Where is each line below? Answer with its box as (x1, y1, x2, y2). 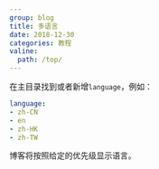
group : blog (9, 13, 54, 23)
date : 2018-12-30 (9, 30, 75, 39)
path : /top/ (17, 55, 63, 64)
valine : (9, 47, 39, 56)
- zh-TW (9, 133, 39, 142)
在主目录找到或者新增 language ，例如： (9, 81, 154, 91)
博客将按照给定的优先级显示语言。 (9, 150, 136, 161)
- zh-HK (9, 124, 39, 134)
